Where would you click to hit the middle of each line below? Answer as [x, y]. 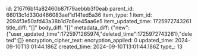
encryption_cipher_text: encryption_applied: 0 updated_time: [99, 40]
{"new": [120, 27]
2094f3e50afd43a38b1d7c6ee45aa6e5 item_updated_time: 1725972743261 [99, 21]
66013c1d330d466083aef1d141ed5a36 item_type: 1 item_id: [79, 15]
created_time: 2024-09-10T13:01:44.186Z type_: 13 [120, 46]
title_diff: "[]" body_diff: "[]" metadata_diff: [58, 27]
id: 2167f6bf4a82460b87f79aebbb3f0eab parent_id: [70, 9]
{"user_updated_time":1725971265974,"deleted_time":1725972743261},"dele [99, 34]
